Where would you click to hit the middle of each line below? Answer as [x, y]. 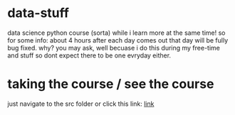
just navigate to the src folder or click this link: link [81, 104]
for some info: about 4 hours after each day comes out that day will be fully [118, 40]
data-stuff [38, 13]
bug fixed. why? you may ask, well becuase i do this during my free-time [114, 48]
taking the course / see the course [111, 84]
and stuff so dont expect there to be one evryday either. [89, 55]
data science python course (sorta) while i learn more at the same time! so [116, 33]
